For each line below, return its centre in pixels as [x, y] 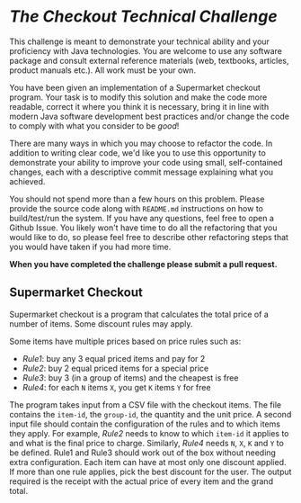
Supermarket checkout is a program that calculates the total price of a [139, 314]
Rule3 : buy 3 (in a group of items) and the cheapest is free [130, 377]
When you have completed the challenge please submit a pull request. [143, 264]
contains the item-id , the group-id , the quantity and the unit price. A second [150, 414]
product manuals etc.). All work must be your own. [102, 70]
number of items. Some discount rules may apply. [101, 323]
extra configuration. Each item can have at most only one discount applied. [148, 462]
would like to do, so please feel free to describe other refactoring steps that [149, 237]
